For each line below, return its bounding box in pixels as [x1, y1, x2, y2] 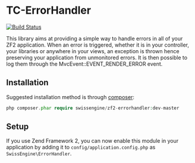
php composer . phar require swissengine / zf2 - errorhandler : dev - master [6, 105, 180, 111]
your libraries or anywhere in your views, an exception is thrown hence [6, 47, 180, 54]
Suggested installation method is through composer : [6, 93, 135, 100]
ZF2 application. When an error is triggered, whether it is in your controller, [6, 41, 189, 48]
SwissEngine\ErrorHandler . [6, 150, 72, 157]
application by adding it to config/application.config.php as [6, 144, 156, 151]
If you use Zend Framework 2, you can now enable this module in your [6, 137, 179, 144]
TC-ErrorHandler [6, 4, 91, 17]
